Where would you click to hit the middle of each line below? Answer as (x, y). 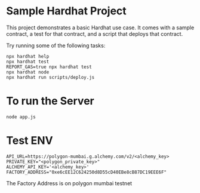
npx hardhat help (28, 56)
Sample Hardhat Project (66, 11)
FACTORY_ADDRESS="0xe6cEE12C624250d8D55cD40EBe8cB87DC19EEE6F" (87, 172)
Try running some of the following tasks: (56, 45)
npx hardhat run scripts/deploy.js (50, 77)
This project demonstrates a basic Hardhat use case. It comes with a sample (100, 27)
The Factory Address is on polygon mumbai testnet (69, 183)
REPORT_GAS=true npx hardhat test (49, 67)
